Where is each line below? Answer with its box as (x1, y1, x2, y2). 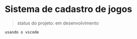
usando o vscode (5, 29, 39, 34)
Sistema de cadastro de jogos (5, 3, 132, 15)
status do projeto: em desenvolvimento (17, 20, 99, 26)
